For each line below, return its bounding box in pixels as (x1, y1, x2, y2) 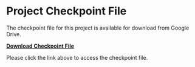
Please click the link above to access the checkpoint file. (6, 54, 148, 61)
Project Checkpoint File (6, 4, 127, 18)
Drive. (6, 30, 21, 37)
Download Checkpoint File (6, 42, 75, 49)
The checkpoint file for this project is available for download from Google (6, 24, 190, 31)
